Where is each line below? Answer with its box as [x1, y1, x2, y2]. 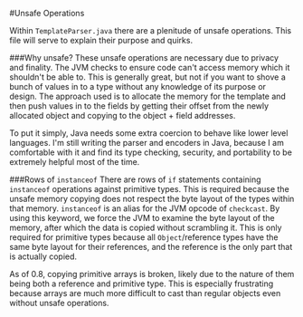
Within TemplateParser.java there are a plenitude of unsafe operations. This [9, 25, 292, 35]
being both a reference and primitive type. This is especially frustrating [9, 278, 274, 289]
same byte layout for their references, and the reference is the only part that [9, 242, 293, 252]
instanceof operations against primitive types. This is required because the [9, 184, 289, 194]
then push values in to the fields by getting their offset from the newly [9, 101, 270, 111]
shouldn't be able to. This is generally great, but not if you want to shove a [9, 72, 287, 82]
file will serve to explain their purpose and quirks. [9, 35, 193, 45]
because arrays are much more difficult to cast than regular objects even [9, 288, 281, 298]
